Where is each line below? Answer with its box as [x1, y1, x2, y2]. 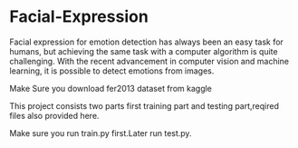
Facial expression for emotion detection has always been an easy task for [9, 36, 284, 47]
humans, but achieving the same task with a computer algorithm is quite [9, 45, 278, 56]
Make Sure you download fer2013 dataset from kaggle [9, 83, 213, 94]
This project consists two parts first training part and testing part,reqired [9, 100, 279, 111]
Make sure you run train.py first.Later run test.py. [9, 127, 192, 138]
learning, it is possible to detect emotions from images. [9, 65, 215, 76]
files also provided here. [9, 110, 100, 121]
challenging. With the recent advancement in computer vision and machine [9, 55, 290, 66]
